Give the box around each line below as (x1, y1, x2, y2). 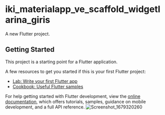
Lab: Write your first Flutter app (12, 78, 78, 84)
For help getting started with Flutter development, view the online (5, 93, 141, 99)
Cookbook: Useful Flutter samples (12, 83, 84, 89)
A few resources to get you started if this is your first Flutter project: (5, 68, 146, 74)
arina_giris (5, 14, 50, 26)
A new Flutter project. (5, 31, 50, 37)
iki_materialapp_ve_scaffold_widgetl (5, 4, 160, 15)
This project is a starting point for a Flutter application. (5, 59, 118, 65)
